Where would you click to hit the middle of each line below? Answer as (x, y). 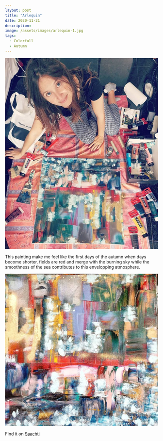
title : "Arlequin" (24, 15)
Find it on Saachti (22, 434)
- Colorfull (22, 41)
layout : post (18, 10)
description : (18, 26)
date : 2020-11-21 (23, 20)
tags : (10, 36)
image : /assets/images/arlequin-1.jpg (44, 31)
